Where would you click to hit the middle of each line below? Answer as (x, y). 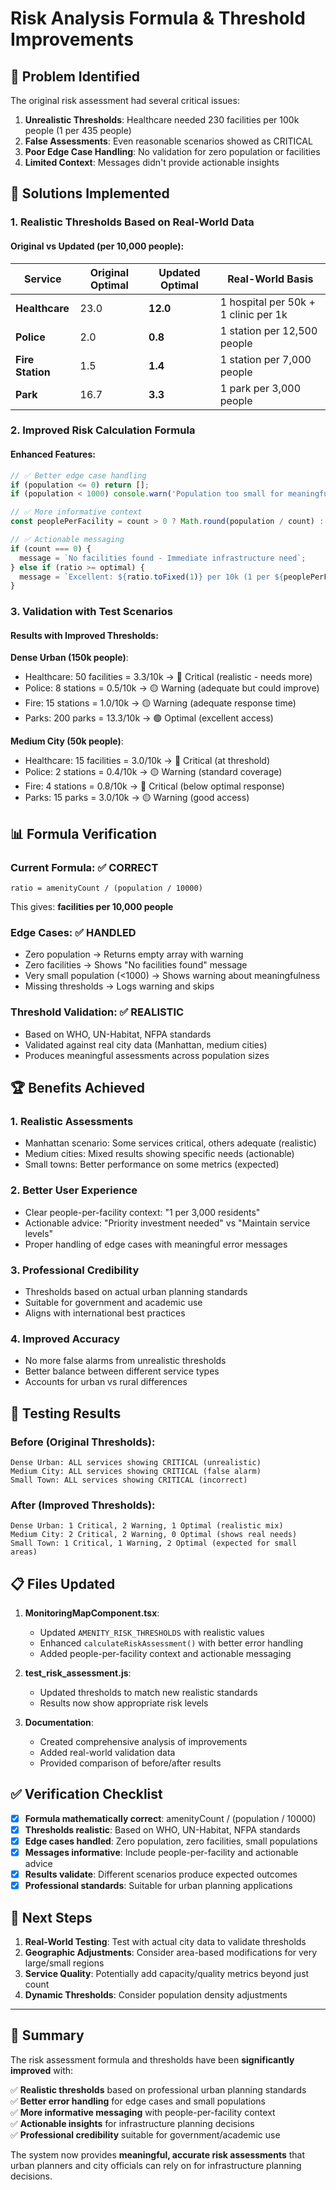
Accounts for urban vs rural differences (106, 1382)
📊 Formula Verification (84, 833)
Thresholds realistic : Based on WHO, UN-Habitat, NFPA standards (162, 1829)
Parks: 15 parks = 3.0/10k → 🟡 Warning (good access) (137, 798)
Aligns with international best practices (105, 1313)
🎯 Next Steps (51, 1917)
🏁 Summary (47, 2035)
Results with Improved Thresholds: (84, 635)
